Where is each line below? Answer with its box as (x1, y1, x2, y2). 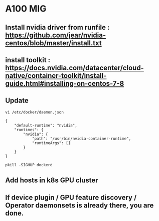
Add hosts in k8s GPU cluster (5, 176, 99, 185)
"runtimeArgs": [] (32, 140, 71, 146)
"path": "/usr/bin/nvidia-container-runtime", (32, 136, 131, 141)
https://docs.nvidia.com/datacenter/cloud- (5, 63, 144, 72)
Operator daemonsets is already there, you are (5, 201, 154, 209)
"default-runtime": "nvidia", (14, 123, 78, 128)
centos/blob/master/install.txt (5, 39, 102, 47)
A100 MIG (5, 3, 47, 15)
